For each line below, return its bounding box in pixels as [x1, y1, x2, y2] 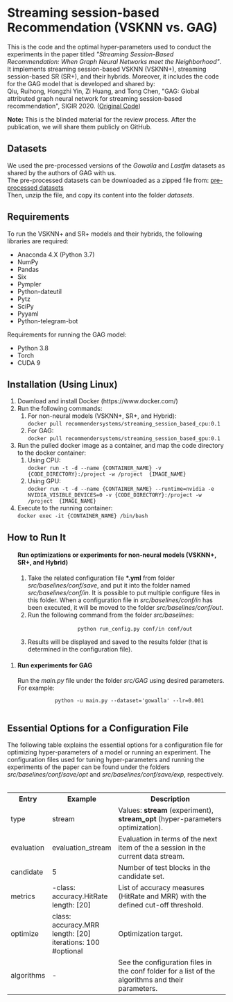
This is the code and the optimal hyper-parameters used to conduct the [7, 42, 212, 51]
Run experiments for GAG [17, 661, 92, 669]
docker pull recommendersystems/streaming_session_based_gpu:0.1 [27, 435, 221, 442]
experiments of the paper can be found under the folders [7, 763, 170, 771]
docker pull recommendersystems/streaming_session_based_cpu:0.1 [27, 421, 221, 428]
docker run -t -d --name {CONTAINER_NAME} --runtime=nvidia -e [27, 485, 215, 493]
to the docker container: [17, 449, 87, 457]
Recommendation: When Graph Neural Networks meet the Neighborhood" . [7, 57, 222, 65]
